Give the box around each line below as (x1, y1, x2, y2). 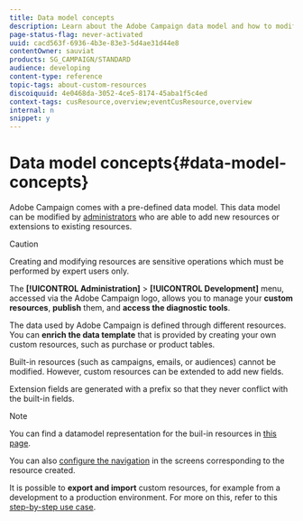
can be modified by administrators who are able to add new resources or (9, 211, 280, 222)
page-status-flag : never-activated (9, 30, 143, 39)
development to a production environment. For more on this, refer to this (9, 492, 278, 503)
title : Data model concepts (9, 13, 115, 23)
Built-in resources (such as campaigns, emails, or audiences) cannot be (9, 357, 277, 367)
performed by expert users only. (9, 265, 129, 276)
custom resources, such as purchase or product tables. (9, 340, 216, 350)
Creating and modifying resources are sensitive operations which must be (9, 256, 284, 267)
